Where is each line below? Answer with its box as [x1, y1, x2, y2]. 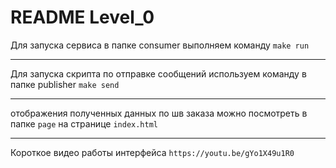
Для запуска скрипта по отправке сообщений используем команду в [10, 67, 307, 80]
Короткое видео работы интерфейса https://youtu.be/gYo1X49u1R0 [10, 146, 295, 158]
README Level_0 [10, 6, 155, 29]
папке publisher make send [10, 78, 120, 90]
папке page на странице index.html [10, 117, 158, 130]
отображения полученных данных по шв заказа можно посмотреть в [10, 107, 308, 119]
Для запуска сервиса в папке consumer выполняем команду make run [10, 39, 310, 51]
